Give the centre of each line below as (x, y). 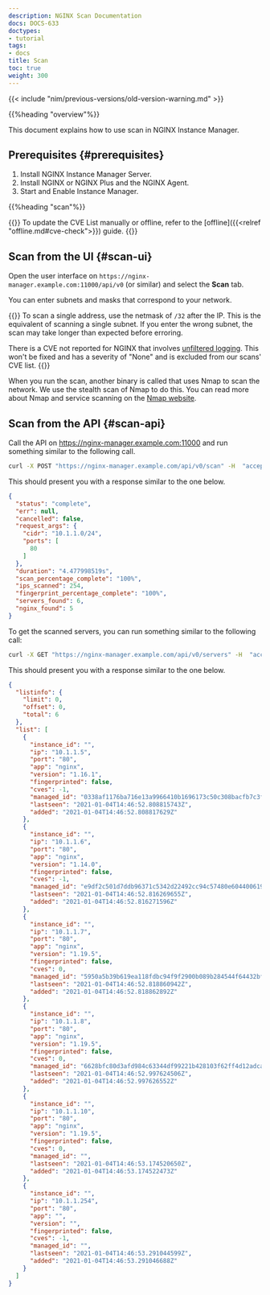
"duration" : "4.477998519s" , (64, 571)
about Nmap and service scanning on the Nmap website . (102, 398)
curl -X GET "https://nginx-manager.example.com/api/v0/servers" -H (125, 654)
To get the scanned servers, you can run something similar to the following (132, 631)
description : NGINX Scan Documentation (75, 16)
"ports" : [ (41, 541)
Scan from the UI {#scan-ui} (80, 256)
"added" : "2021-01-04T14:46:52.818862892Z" (104, 992)
